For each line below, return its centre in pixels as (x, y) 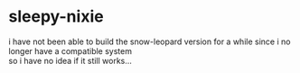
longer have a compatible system (70, 50)
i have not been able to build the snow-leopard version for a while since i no (150, 41)
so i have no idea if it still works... (70, 60)
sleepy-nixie (56, 17)
